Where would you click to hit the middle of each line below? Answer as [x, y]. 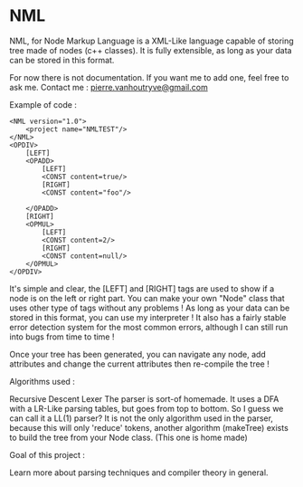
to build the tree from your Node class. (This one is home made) [129, 437]
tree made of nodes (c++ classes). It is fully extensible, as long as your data [151, 50]
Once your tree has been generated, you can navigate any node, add [138, 354]
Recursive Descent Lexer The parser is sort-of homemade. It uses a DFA [144, 398]
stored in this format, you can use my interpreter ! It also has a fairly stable [148, 317]
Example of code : [43, 104]
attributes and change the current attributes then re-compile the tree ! [139, 364]
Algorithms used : [42, 381]
